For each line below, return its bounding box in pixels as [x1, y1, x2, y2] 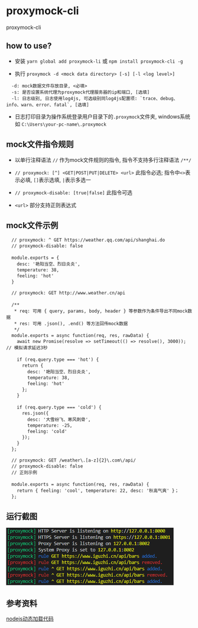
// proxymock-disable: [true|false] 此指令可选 [14, 188, 133, 196]
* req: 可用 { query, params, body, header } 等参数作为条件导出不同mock [14, 308, 188, 315]
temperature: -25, [27, 422, 73, 429]
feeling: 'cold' [27, 428, 67, 435]
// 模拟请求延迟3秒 [6, 345, 48, 351]
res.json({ [21, 411, 49, 416]
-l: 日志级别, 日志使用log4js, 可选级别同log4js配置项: [11, 95, 138, 101]
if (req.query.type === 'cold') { [17, 405, 102, 411]
